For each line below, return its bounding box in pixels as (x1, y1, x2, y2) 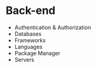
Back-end (5, 4, 56, 18)
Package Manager (14, 49, 61, 56)
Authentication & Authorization (14, 24, 92, 31)
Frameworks (14, 36, 46, 44)
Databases (14, 30, 42, 37)
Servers (14, 56, 35, 63)
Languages (14, 43, 43, 50)
